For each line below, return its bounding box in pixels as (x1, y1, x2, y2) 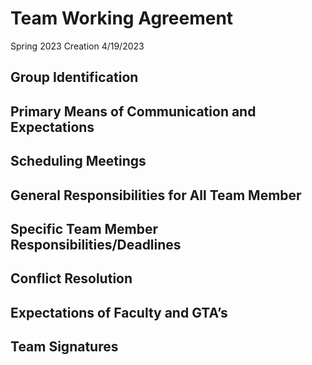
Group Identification (10, 69, 139, 86)
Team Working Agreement (10, 7, 234, 30)
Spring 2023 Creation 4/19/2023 (10, 40, 145, 52)
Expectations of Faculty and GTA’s (10, 304, 228, 321)
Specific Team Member (10, 220, 159, 237)
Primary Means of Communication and (10, 103, 257, 120)
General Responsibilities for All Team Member (10, 187, 302, 204)
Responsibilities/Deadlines (10, 236, 182, 253)
